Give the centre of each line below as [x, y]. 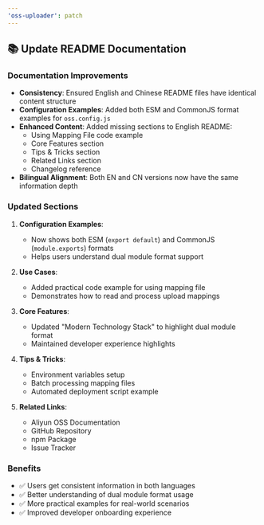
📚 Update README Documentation [97, 49]
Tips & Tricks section [65, 152]
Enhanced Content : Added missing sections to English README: [126, 127]
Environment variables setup [78, 374]
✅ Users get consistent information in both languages [107, 485]
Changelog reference [66, 169]
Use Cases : [38, 272]
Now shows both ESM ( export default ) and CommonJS [123, 239]
